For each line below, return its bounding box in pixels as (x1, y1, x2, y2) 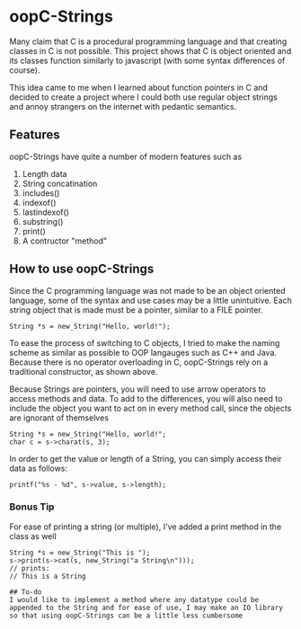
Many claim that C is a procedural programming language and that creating (9, 36, 288, 47)
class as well (9, 530, 57, 541)
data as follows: (9, 463, 68, 474)
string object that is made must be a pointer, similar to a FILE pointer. (9, 304, 263, 315)
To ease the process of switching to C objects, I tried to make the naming (9, 337, 280, 348)
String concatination (22, 178, 98, 189)
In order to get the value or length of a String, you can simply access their (9, 453, 282, 464)
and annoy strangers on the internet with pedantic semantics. (9, 101, 237, 111)
